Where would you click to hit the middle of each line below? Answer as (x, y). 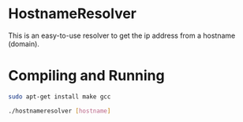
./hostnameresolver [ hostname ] (60, 111)
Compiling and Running (86, 76)
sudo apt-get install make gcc (60, 96)
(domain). (24, 43)
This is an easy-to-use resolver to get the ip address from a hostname (122, 35)
